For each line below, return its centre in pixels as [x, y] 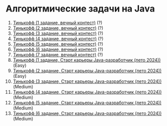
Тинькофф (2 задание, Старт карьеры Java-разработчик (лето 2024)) [87, 70]
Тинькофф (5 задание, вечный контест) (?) [58, 44]
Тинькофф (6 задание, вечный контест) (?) [58, 49]
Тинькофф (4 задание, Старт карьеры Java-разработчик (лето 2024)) [87, 92]
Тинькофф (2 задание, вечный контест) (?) [58, 28]
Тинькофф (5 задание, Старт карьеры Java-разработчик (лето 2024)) [87, 102]
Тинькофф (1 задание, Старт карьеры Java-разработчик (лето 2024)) [87, 60]
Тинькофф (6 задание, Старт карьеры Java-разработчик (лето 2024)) [87, 113]
